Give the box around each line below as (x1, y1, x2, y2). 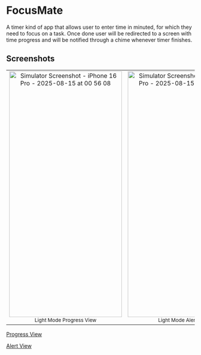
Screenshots (6, 53, 55, 64)
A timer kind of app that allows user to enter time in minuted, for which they (6, 23, 192, 31)
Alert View (6, 342, 32, 349)
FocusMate (6, 4, 63, 17)
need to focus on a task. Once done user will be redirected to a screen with (6, 29, 192, 37)
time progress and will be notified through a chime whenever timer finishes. (6, 36, 193, 43)
